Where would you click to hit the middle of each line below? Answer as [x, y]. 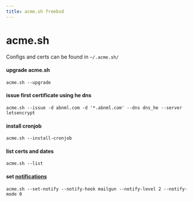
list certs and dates [30, 151]
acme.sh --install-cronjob [39, 138]
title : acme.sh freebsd [35, 11]
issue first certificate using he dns [49, 95]
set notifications [26, 176]
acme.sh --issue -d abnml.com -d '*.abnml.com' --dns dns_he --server [94, 108]
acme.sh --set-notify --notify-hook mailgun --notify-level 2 [84, 189]
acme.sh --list [25, 164]
